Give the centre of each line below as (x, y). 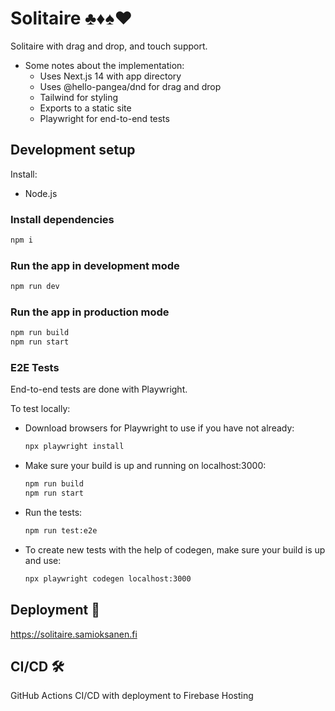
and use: (43, 560)
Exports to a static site (85, 108)
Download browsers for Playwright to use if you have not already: (159, 428)
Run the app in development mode (95, 265)
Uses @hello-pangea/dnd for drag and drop (130, 86)
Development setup (73, 150)
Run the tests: (53, 513)
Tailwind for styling (79, 97)
